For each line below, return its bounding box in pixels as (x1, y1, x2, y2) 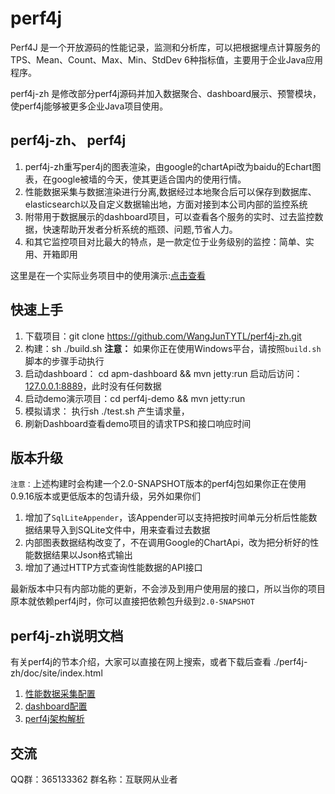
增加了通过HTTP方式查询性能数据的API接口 (24, 562, 203, 574)
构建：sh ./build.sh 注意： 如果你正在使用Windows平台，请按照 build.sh (24, 342, 322, 354)
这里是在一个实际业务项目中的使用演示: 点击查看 (10, 269, 207, 281)
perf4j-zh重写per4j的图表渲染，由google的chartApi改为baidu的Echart (24, 160, 313, 172)
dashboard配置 (24, 700, 88, 712)
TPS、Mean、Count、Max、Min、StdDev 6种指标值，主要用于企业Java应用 (10, 53, 324, 66)
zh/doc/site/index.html (10, 667, 103, 679)
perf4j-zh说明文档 (10, 627, 124, 644)
